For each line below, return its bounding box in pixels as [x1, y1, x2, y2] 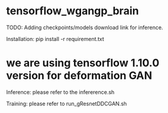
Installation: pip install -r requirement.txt [6, 35, 104, 42]
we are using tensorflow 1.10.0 [6, 56, 160, 70]
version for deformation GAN [6, 69, 153, 83]
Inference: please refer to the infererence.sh [6, 88, 115, 96]
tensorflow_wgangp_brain [6, 4, 139, 18]
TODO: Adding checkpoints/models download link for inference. [6, 24, 163, 31]
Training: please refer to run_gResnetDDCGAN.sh [6, 100, 127, 107]
